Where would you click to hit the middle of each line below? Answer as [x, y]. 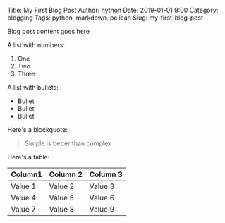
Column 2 [66, 174]
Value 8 [62, 209]
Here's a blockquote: [38, 129]
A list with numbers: [36, 45]
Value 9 [102, 209]
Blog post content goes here [49, 31]
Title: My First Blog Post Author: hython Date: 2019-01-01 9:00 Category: [113, 10]
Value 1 [24, 186]
